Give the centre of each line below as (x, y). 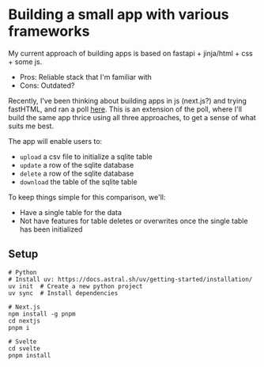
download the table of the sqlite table (78, 182)
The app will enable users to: (55, 141)
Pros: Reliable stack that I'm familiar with (86, 77)
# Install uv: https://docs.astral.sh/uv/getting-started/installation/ (130, 279)
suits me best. (31, 126)
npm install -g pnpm (42, 314)
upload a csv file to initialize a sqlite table (86, 157)
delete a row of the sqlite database (77, 173)
